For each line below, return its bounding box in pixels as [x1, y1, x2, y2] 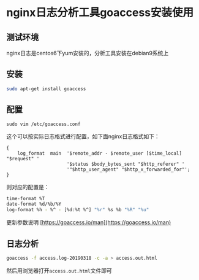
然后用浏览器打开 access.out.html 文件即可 [6, 266, 112, 274]
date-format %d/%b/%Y [6, 201, 62, 208]
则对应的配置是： [6, 183, 50, 190]
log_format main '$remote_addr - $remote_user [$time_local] [17, 150, 182, 157]
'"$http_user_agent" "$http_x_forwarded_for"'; [66, 166, 190, 173]
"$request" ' [6, 155, 40, 161]
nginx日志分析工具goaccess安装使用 [6, 6, 194, 20]
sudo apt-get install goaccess [6, 85, 86, 92]
